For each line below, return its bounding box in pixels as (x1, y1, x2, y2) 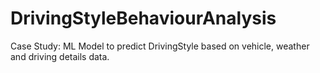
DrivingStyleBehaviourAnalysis (10, 7, 277, 30)
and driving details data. (10, 50, 110, 62)
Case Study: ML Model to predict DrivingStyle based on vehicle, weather (10, 40, 310, 52)
